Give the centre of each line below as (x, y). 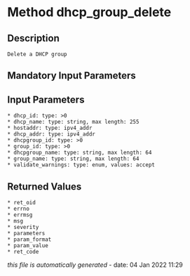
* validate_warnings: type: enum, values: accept (81, 165)
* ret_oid (22, 203)
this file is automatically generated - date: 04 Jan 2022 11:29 (95, 265)
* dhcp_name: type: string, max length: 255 (73, 122)
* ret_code (23, 252)
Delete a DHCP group (38, 54)
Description (33, 38)
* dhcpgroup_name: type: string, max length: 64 (80, 153)
